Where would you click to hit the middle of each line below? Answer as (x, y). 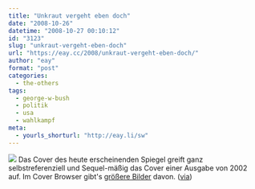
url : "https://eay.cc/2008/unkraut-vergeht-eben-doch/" (103, 53)
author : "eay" (32, 61)
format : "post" (34, 68)
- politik (32, 105)
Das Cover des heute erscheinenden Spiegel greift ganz (111, 159)
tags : (17, 90)
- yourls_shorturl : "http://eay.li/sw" (82, 135)
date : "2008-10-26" (41, 23)
